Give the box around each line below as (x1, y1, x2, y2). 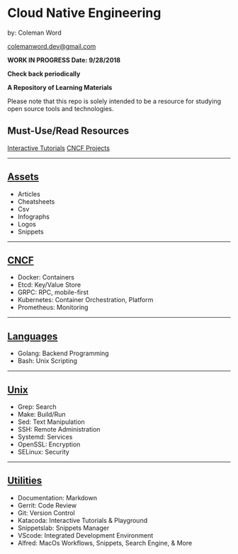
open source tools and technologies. (7, 104, 115, 112)
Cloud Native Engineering (7, 5, 161, 21)
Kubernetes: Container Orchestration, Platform (17, 296, 154, 304)
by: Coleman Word (7, 28, 62, 37)
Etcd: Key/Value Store (17, 281, 81, 289)
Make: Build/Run (17, 410, 66, 418)
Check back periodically (7, 69, 81, 78)
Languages (7, 330, 58, 342)
